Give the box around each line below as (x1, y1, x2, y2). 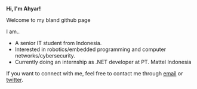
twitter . (6, 77, 24, 83)
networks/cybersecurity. (14, 52, 76, 59)
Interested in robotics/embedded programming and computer (14, 46, 166, 53)
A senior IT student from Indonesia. (14, 40, 102, 46)
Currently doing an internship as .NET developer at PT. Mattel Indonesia (14, 59, 192, 65)
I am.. (6, 28, 20, 35)
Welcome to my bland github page (6, 17, 91, 23)
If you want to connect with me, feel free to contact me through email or (6, 70, 183, 77)
